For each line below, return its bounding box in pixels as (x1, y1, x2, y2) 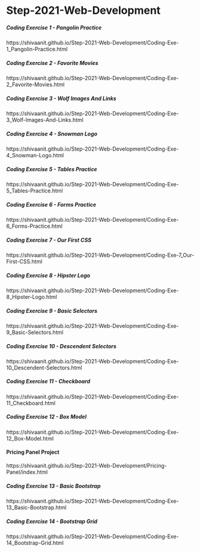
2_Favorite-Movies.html (6, 81, 65, 88)
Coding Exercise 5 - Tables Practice (6, 165, 97, 172)
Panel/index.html (6, 468, 48, 476)
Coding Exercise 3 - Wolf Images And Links (6, 95, 117, 102)
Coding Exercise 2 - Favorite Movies (6, 59, 98, 66)
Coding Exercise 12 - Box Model (6, 413, 87, 421)
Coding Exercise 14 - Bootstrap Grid (6, 518, 98, 525)
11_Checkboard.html (6, 399, 56, 407)
